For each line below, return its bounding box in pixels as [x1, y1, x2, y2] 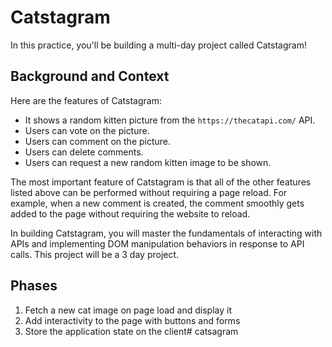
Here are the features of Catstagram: [10, 94, 162, 106]
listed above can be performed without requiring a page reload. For [10, 186, 288, 198]
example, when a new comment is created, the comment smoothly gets [10, 197, 305, 209]
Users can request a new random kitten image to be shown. [24, 156, 272, 168]
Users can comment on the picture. [24, 135, 172, 147]
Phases [10, 277, 58, 295]
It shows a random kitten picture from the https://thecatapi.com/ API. [24, 114, 316, 126]
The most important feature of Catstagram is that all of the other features [10, 176, 312, 188]
